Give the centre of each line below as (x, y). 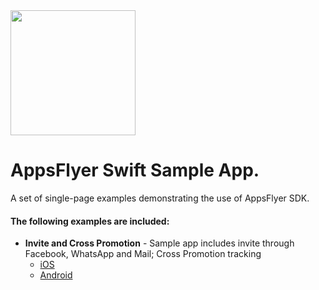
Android (56, 275)
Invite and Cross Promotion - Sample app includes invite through (159, 243)
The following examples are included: (90, 221)
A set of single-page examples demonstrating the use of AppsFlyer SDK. (160, 198)
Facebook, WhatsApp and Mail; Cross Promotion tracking (143, 254)
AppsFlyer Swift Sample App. (135, 170)
